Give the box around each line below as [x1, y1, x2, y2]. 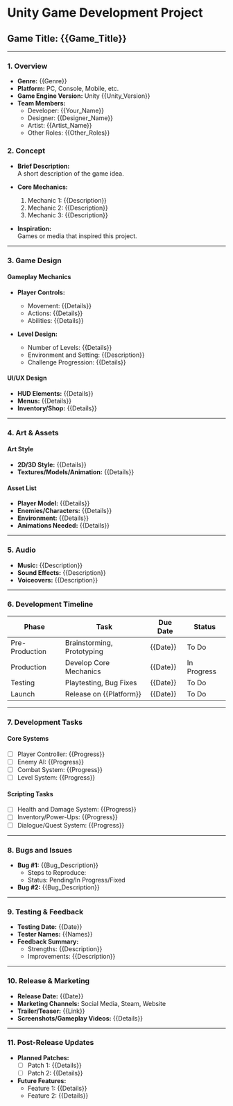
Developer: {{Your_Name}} [27, 106, 104, 115]
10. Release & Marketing [7, 976, 90, 986]
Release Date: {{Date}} [17, 991, 84, 1000]
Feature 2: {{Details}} [27, 1091, 89, 1100]
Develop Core [64, 657, 110, 667]
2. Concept [7, 146, 46, 156]
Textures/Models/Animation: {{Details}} [17, 468, 135, 476]
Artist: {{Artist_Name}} [27, 122, 92, 130]
